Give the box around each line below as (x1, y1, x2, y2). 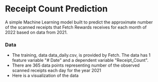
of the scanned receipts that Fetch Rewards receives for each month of (5, 24, 147, 30)
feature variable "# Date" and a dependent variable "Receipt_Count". (12, 58, 149, 63)
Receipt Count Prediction (5, 3, 108, 14)
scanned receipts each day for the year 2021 (12, 68, 101, 73)
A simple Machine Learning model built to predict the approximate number (5, 19, 153, 25)
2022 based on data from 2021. (5, 29, 68, 35)
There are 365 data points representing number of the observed (12, 62, 140, 68)
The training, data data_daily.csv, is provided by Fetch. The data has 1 (12, 52, 151, 58)
